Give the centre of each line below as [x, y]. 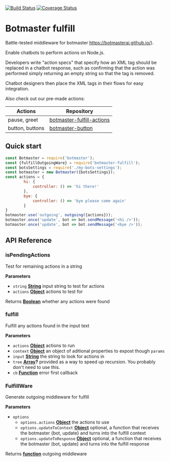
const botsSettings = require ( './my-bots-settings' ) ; [64, 168]
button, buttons [26, 128]
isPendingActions [28, 255]
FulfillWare [19, 386]
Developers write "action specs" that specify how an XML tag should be [81, 62]
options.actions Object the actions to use [65, 422]
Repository [80, 111]
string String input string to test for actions [58, 286]
